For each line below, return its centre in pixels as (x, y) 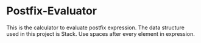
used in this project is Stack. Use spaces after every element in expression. (100, 33)
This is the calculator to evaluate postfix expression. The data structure (95, 27)
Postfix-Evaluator (52, 11)
